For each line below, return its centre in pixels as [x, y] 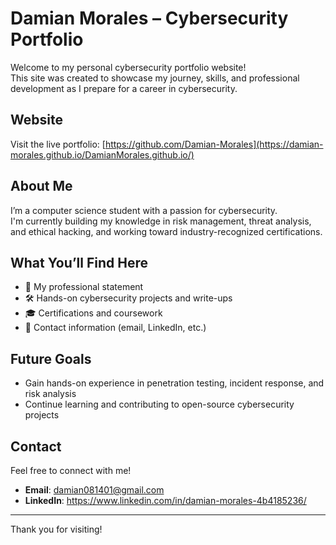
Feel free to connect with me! [71, 470]
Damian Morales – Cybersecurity [149, 18]
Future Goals [51, 358]
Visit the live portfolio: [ [58, 144]
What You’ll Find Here [79, 262]
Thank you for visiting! [56, 529]
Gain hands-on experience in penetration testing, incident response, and [174, 383]
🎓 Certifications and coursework [93, 313]
